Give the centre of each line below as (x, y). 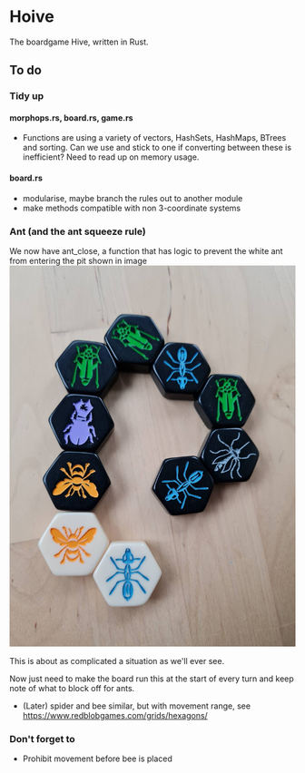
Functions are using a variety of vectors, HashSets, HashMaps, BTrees (154, 138)
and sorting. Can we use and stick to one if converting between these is (157, 148)
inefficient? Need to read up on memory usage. (111, 157)
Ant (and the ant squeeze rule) (78, 231)
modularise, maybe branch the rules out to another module (133, 198)
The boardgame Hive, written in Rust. (79, 42)
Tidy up (27, 96)
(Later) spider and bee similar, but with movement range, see (137, 706)
